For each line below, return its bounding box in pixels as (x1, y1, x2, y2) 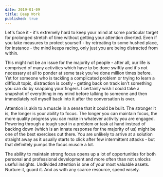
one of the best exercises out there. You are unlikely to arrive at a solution (5, 131, 153, 137)
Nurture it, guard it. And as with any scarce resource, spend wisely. (5, 167, 140, 173)
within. (5, 50, 18, 56)
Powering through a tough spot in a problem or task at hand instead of (5, 121, 146, 127)
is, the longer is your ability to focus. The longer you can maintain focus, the (5, 111, 158, 117)
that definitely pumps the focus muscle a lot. (5, 142, 94, 148)
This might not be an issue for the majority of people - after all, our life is (5, 59, 150, 66)
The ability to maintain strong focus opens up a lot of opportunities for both (5, 151, 156, 157)
